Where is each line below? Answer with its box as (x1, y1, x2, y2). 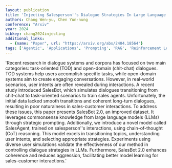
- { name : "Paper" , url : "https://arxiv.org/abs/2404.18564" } (10, 41, 143, 46)
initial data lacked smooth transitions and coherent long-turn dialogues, (5, 98, 156, 104)
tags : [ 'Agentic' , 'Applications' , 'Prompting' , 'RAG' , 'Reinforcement (5, 46, 161, 51)
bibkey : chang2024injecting (5, 31, 66, 36)
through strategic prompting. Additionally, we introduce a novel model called (5, 119, 166, 125)
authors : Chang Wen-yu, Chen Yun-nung (5, 17, 88, 22)
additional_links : (5, 36, 45, 41)
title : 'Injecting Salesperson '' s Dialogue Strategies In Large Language (5, 12, 166, 17)
